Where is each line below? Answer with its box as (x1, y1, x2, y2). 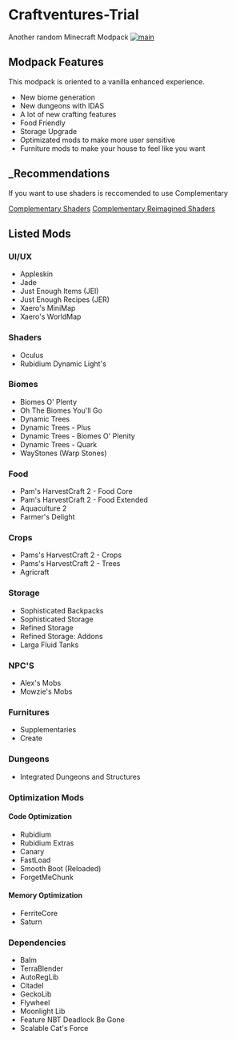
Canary (19, 846, 45, 856)
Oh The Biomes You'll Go (19, 405, 102, 415)
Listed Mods (8, 226, 71, 240)
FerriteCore (19, 908, 58, 918)
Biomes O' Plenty (19, 397, 78, 406)
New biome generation (19, 92, 96, 102)
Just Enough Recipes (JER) (19, 295, 110, 304)
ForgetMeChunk (19, 872, 74, 882)
